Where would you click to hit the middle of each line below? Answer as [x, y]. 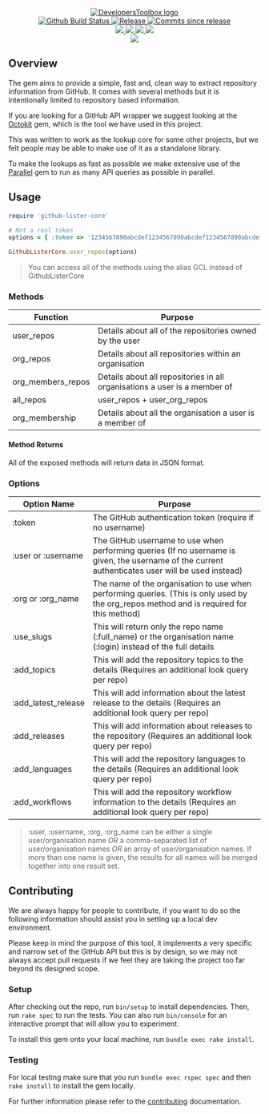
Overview [33, 64]
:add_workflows [42, 801]
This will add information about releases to [173, 725]
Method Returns [36, 445]
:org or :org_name [46, 599]
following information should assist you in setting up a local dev [113, 918]
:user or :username [48, 555]
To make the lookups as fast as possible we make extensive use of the [124, 163]
